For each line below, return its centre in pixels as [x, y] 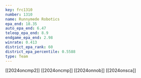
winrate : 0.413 [21, 42]
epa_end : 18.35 [21, 24]
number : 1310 [19, 14]
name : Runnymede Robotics [32, 19]
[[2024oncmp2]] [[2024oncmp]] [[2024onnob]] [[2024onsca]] [71, 70]
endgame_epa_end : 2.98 [29, 38]
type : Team [17, 56]
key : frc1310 [19, 10]
